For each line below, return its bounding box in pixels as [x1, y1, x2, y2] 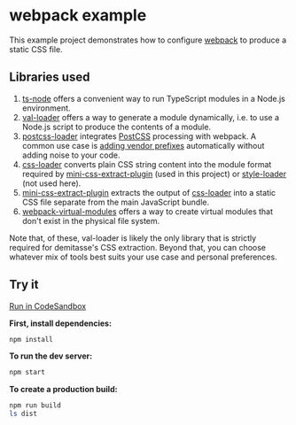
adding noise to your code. [21, 150, 121, 160]
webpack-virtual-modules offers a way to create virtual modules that [21, 205, 273, 217]
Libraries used [9, 70, 90, 85]
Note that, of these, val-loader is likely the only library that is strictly [9, 232, 257, 243]
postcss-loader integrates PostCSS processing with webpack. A [21, 130, 257, 142]
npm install [9, 335, 53, 344]
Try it [9, 277, 39, 292]
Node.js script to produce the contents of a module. [21, 121, 211, 132]
